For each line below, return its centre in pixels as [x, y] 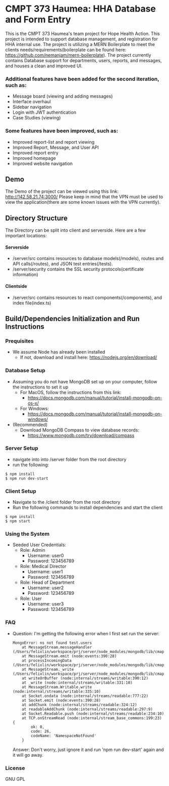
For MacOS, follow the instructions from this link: [71, 392]
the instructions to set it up [40, 387]
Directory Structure [37, 218]
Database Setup [25, 371]
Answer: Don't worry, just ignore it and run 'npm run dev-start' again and [88, 750]
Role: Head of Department [47, 583]
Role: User [31, 599]
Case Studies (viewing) [37, 118]
